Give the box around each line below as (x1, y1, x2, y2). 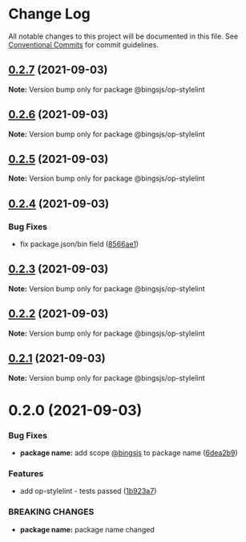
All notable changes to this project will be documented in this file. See (8, 31, 239, 41)
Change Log (8, 5, 91, 23)
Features (8, 467, 44, 479)
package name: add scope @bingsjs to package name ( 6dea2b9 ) (19, 447, 238, 458)
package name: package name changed (19, 524, 155, 534)
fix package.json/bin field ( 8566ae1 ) (19, 239, 139, 249)
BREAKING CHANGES (8, 507, 95, 518)
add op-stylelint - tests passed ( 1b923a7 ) (19, 487, 157, 496)
